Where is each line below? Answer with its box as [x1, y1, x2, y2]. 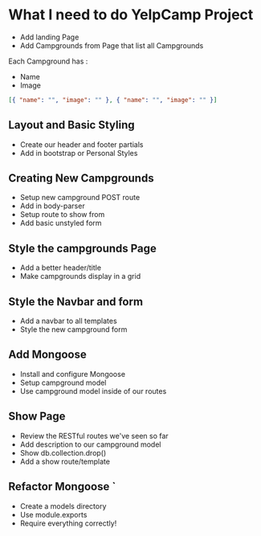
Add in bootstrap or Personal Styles [19, 148, 138, 158]
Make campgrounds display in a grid [19, 272, 141, 281]
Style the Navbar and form [8, 295, 143, 309]
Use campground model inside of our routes [19, 386, 167, 395]
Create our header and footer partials [19, 139, 144, 149]
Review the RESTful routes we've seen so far [19, 431, 169, 440]
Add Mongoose [8, 348, 87, 362]
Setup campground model [19, 378, 107, 387]
